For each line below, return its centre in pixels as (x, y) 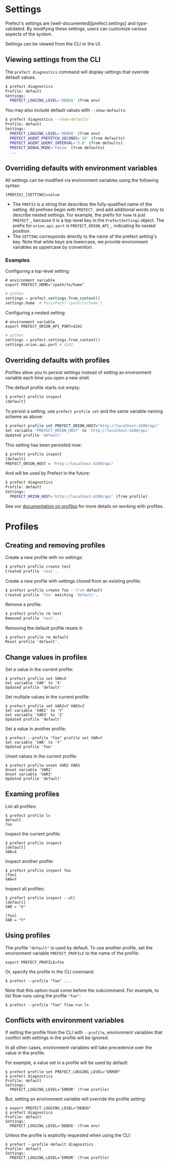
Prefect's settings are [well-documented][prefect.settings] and (70, 23)
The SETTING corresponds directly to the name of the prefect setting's (85, 236)
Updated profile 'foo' (29, 747)
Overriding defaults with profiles (58, 360)
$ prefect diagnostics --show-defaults (47, 120)
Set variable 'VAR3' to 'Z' (35, 715)
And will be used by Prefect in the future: (48, 473)
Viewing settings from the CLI (53, 60)
